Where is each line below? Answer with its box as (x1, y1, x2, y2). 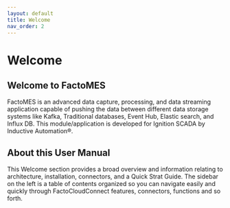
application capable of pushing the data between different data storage (7, 105, 209, 113)
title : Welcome (7, 16, 51, 23)
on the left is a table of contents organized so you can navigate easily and (7, 180, 216, 188)
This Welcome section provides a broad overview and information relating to (7, 165, 223, 174)
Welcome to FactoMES (7, 80, 106, 91)
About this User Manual (7, 147, 111, 159)
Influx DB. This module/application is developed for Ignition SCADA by (7, 119, 206, 128)
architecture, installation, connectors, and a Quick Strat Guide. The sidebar (7, 172, 218, 181)
